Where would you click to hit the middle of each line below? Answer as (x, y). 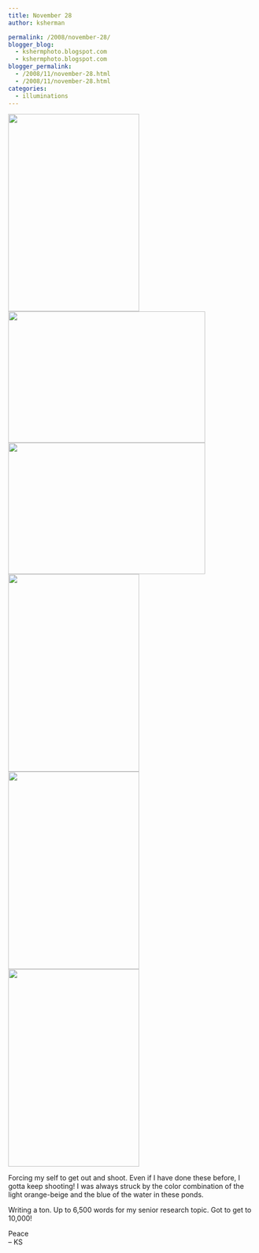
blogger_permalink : (40, 67)
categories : (28, 88)
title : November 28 (40, 15)
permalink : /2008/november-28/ (59, 37)
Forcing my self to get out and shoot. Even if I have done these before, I (124, 1178)
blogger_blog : (31, 44)
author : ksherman (37, 23)
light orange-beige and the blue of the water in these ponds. (106, 1195)
